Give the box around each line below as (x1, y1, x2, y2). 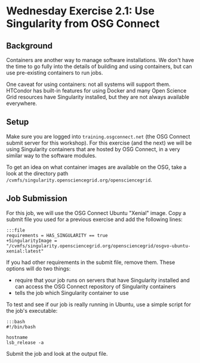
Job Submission (6, 193, 67, 204)
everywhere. (6, 100, 38, 107)
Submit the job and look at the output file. (6, 350, 108, 357)
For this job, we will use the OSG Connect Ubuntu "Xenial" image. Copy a (6, 209, 186, 216)
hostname (6, 334, 28, 340)
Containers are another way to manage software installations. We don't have (6, 57, 194, 63)
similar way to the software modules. (6, 152, 97, 159)
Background (6, 41, 53, 51)
